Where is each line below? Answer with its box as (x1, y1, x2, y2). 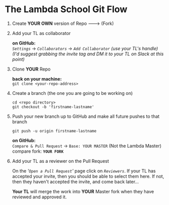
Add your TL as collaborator (12, 30, 71, 36)
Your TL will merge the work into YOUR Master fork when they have (12, 188, 154, 194)
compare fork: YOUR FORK (12, 148, 64, 154)
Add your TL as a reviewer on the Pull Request (12, 158, 110, 164)
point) (12, 56, 25, 62)
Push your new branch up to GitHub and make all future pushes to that (12, 113, 160, 119)
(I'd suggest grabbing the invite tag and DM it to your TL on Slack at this (12, 51, 164, 57)
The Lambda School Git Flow (5, 4, 128, 15)
